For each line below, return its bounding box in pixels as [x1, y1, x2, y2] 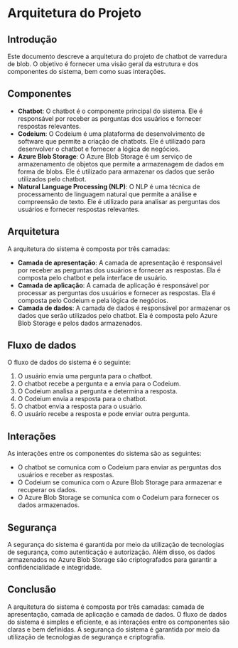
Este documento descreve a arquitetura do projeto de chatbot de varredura [7, 52, 227, 60]
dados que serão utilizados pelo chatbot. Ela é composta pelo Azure [17, 311, 218, 319]
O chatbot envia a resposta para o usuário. [17, 402, 144, 410]
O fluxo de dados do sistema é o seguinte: [7, 358, 131, 367]
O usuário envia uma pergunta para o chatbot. [17, 372, 153, 381]
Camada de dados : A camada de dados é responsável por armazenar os [17, 304, 231, 312]
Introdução [7, 33, 58, 46]
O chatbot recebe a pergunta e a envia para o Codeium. [17, 379, 181, 388]
